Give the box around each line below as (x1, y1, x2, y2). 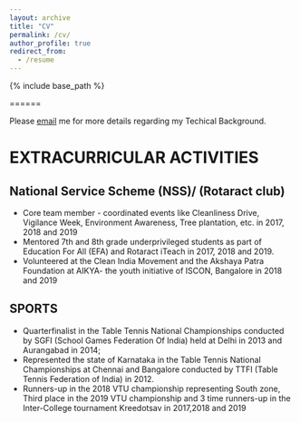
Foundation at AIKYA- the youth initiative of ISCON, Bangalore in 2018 (22, 265, 283, 276)
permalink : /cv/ (9, 30, 71, 39)
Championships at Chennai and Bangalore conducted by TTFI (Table (22, 364, 278, 375)
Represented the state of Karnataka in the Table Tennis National (22, 354, 261, 365)
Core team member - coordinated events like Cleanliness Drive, (22, 208, 260, 218)
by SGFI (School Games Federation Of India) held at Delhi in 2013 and (22, 335, 283, 346)
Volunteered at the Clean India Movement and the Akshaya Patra (22, 256, 265, 266)
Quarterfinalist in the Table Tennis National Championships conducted (22, 325, 285, 336)
